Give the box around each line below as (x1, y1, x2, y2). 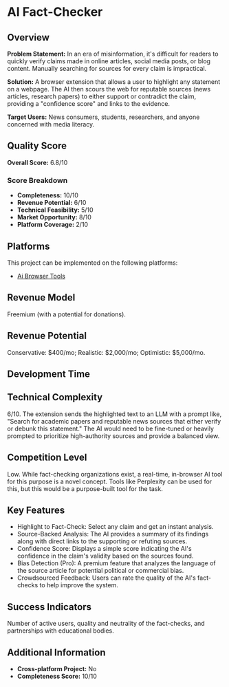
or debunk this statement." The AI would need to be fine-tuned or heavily (7, 424, 215, 433)
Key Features (7, 504, 65, 516)
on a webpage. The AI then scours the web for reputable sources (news (7, 85, 211, 93)
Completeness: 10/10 (17, 191, 79, 199)
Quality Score (7, 140, 67, 152)
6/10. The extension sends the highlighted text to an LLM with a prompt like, (7, 410, 222, 418)
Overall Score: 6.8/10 (7, 158, 68, 166)
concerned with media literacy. (7, 120, 95, 128)
